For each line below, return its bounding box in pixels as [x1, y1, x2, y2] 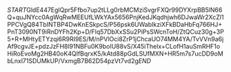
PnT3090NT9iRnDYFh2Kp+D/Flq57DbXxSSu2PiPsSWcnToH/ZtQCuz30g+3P [7, 27, 224, 36]
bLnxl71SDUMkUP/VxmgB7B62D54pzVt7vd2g [7, 57, 139, 64]
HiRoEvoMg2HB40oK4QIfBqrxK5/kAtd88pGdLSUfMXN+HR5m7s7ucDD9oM [7, 49, 224, 58]
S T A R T [7, 6, 27, 14]
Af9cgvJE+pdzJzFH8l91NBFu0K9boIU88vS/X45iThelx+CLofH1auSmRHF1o [7, 43, 221, 50]
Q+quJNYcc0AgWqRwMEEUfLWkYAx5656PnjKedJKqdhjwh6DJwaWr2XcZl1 [7, 13, 224, 21]
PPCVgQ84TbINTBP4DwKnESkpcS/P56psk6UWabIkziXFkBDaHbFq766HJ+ [7, 21, 223, 28]
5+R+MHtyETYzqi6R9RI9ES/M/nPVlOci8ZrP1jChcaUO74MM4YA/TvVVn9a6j [7, 35, 224, 43]
